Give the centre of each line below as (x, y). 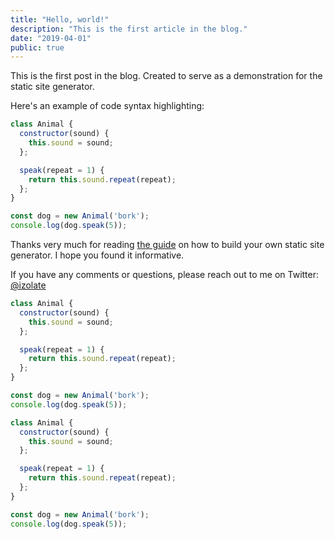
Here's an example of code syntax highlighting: (107, 106)
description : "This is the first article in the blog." (129, 29)
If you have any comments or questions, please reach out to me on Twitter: (165, 274)
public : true (37, 47)
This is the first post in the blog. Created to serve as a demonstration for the (166, 76)
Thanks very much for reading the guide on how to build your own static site (167, 244)
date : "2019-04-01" (51, 38)
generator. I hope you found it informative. (97, 255)
